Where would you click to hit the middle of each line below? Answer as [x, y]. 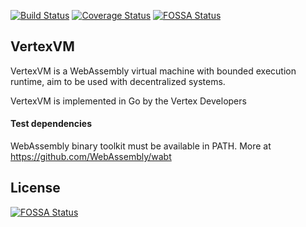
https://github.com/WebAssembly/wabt [91, 157]
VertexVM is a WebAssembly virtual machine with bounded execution [153, 71]
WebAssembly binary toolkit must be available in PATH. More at [141, 146]
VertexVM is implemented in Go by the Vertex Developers [128, 101]
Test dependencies [51, 124]
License [35, 188]
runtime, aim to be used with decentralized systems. [118, 81]
